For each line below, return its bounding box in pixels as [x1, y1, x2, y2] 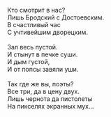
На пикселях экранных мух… [7, 102, 94, 110]
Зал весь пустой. [7, 43, 58, 51]
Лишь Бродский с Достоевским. [7, 13, 105, 22]
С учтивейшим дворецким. [7, 28, 89, 36]
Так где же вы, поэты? [7, 80, 74, 88]
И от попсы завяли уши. [7, 65, 79, 73]
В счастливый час [7, 21, 61, 29]
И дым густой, [7, 58, 50, 65]
